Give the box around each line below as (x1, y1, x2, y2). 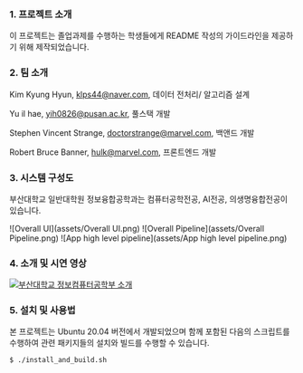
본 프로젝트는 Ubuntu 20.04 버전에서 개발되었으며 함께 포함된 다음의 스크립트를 (9, 326, 290, 337)
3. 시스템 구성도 (9, 171, 74, 184)
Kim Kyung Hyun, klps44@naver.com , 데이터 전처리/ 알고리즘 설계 (9, 89, 251, 100)
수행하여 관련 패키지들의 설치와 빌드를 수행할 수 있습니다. (9, 338, 210, 349)
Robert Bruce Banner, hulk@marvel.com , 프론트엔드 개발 (9, 147, 217, 158)
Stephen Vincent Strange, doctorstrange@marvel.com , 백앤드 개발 (9, 127, 255, 138)
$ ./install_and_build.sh (9, 356, 107, 365)
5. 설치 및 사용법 (9, 304, 76, 317)
